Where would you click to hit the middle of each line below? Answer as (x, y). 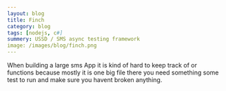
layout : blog (26, 13)
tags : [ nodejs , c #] (35, 33)
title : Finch (26, 20)
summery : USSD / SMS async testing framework (73, 39)
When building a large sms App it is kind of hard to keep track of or (102, 65)
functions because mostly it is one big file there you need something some (113, 72)
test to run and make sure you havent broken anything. (85, 80)
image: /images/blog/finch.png (52, 45)
